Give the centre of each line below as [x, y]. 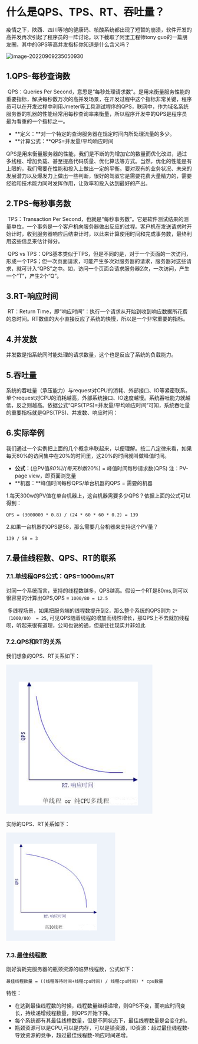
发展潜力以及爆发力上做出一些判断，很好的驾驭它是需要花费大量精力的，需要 [99, 175]
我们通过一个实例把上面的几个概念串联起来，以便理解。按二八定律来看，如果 [99, 448]
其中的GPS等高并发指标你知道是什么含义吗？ [76, 44]
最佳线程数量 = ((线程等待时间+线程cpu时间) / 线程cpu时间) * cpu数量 [85, 981]
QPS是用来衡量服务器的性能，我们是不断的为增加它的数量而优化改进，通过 [97, 154]
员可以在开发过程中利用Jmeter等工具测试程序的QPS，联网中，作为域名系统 [97, 106]
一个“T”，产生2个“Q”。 [34, 276]
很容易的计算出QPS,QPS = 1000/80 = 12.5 [57, 598]
